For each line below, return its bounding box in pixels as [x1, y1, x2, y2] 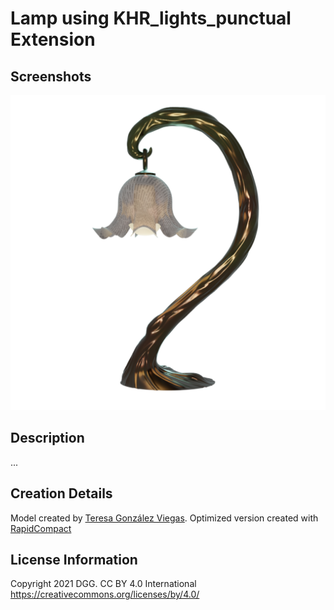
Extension [10, 28, 96, 51]
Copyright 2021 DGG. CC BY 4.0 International [10, 578, 197, 590]
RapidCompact [10, 522, 72, 534]
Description [10, 430, 85, 447]
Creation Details [10, 485, 113, 502]
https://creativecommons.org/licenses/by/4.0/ [10, 588, 200, 601]
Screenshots [10, 68, 92, 85]
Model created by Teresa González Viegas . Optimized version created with [10, 512, 319, 524]
